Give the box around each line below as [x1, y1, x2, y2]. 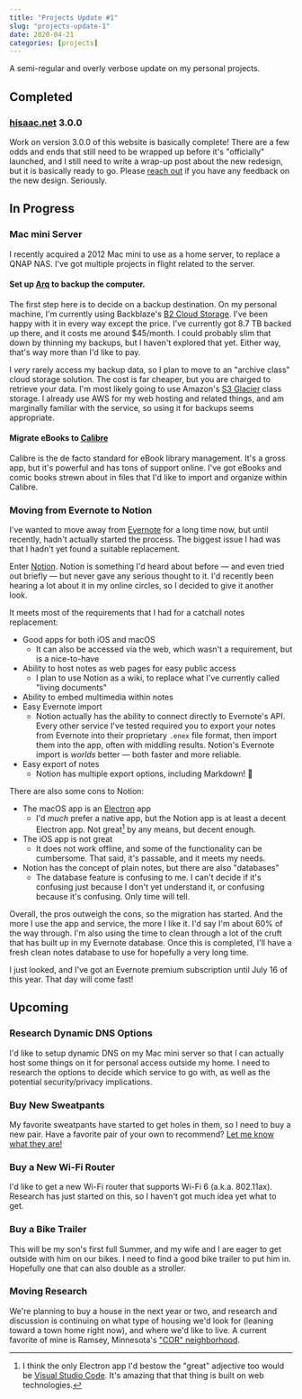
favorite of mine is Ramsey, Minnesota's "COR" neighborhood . [9, 1334, 241, 1345]
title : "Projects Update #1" [9, 13, 119, 23]
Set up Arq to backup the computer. [9, 279, 146, 289]
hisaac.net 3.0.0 [9, 116, 83, 129]
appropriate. [9, 412, 56, 423]
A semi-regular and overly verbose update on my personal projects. [9, 63, 261, 74]
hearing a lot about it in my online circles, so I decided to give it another [9, 581, 274, 591]
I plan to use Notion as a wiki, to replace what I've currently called [35, 672, 280, 683]
